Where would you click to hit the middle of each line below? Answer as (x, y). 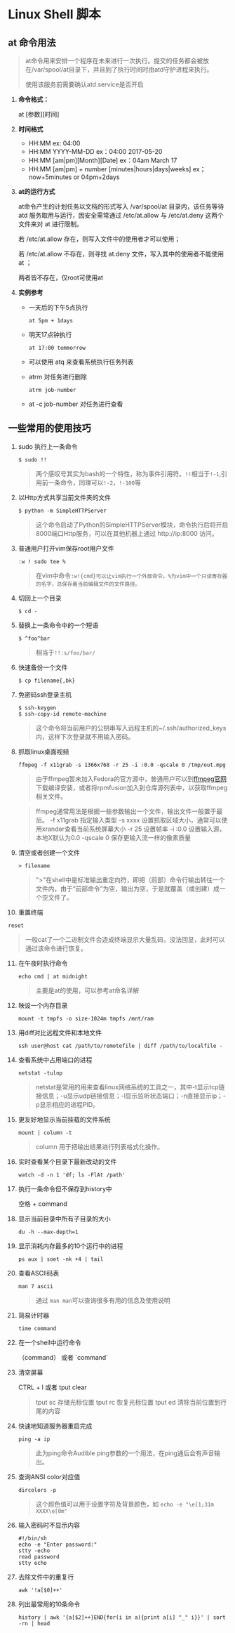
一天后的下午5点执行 (58, 307)
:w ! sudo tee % (42, 562)
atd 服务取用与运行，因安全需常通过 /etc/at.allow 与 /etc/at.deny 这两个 (121, 215)
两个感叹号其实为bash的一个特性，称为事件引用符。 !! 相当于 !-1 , (128, 473)
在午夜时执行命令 (43, 963)
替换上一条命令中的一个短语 (58, 625)
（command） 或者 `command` (63, 1357)
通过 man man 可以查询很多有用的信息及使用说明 (103, 1300)
